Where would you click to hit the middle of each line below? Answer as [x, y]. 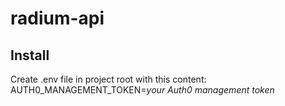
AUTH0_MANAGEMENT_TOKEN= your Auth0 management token [142, 90]
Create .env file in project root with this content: [108, 79]
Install [30, 55]
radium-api [57, 18]
